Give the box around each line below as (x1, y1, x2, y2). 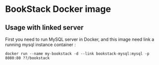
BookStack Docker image (5, 3, 111, 15)
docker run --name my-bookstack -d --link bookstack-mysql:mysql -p (5, 51, 150, 56)
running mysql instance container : (5, 42, 76, 48)
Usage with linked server (5, 23, 84, 32)
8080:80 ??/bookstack (5, 56, 50, 61)
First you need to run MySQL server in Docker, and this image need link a (5, 36, 155, 42)
